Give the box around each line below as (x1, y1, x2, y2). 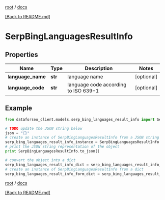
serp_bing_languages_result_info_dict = (5, 162, 89, 167)
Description (84, 65, 113, 72)
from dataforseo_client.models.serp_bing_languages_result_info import (5, 117, 155, 122)
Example (5, 104, 32, 113)
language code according (67, 81, 127, 88)
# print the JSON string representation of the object (5, 144, 120, 149)
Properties (5, 50, 38, 58)
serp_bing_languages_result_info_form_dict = (5, 171, 100, 176)
